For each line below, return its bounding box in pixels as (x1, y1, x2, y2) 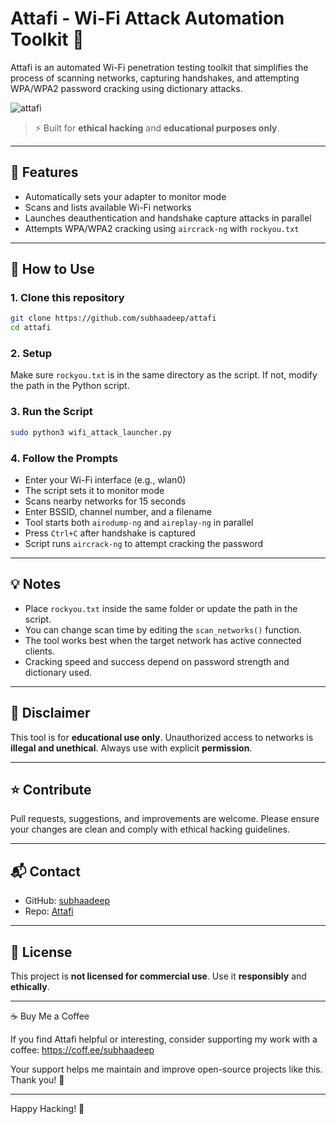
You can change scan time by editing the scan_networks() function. (24, 623, 302, 636)
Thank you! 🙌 (10, 1074, 65, 1086)
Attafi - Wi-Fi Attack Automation (10, 7, 285, 30)
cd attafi (10, 323, 52, 333)
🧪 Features (10, 164, 79, 181)
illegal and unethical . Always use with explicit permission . (10, 742, 253, 754)
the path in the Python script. (10, 380, 130, 392)
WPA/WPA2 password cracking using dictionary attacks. (10, 82, 243, 94)
